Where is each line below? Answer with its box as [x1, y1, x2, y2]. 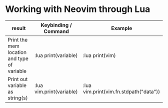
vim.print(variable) [34, 88, 78, 95]
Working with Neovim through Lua [5, 3, 150, 15]
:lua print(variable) [34, 51, 78, 58]
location [7, 48, 26, 55]
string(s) [7, 94, 28, 101]
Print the [7, 36, 28, 43]
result [11, 24, 26, 31]
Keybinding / [40, 21, 72, 28]
